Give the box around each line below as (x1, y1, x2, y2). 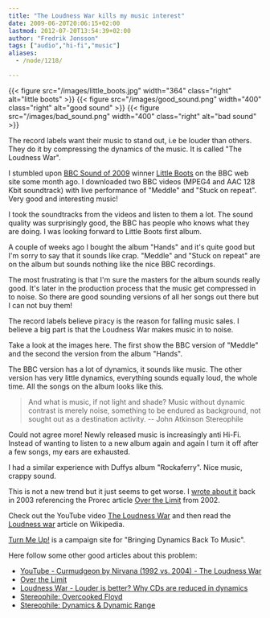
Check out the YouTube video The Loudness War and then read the (8, 510, 231, 520)
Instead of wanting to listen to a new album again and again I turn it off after (8, 438, 259, 447)
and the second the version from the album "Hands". (8, 348, 183, 358)
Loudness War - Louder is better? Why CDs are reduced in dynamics (19, 583, 248, 592)
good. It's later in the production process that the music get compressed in (8, 283, 256, 293)
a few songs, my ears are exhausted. (8, 447, 131, 456)
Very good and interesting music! (8, 194, 118, 204)
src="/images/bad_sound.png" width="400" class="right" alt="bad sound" (8, 111, 257, 121)
